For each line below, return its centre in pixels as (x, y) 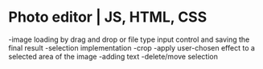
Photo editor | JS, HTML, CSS (108, 17)
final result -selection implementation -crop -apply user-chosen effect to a (132, 47)
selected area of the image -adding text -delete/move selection (113, 56)
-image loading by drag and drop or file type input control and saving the (129, 39)
